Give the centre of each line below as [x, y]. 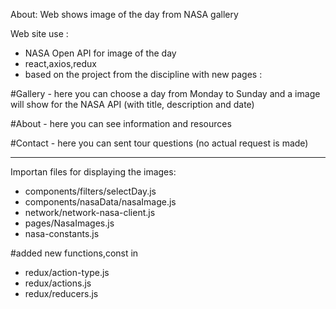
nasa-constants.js [62, 233]
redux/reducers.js [61, 293]
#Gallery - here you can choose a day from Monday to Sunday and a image [165, 93]
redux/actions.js [58, 283]
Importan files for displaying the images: [93, 172]
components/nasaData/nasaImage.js [100, 202]
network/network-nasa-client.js [90, 212]
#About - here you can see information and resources [121, 123]
